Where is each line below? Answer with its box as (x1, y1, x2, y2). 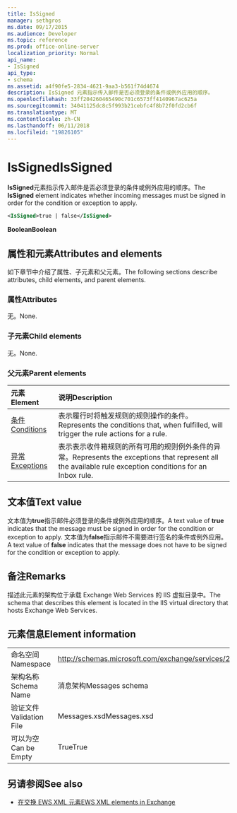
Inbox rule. (58, 470, 94, 480)
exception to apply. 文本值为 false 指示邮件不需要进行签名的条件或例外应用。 (7, 532, 228, 541)
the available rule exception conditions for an (58, 461, 207, 471)
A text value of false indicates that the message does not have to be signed (7, 540, 227, 549)
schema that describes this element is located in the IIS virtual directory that (7, 598, 229, 607)
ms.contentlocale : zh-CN (7, 115, 80, 122)
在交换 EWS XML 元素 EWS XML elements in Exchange (17, 798, 176, 807)
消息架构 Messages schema (57, 681, 149, 691)
